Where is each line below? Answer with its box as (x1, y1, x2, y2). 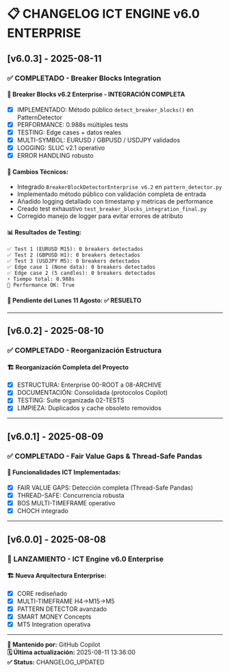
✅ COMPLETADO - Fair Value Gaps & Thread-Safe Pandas (7, 451, 203, 461)
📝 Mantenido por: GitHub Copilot (7, 640, 101, 649)
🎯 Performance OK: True (7, 282, 75, 289)
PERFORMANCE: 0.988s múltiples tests (16, 120, 129, 128)
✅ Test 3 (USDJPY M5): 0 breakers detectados (7, 258, 140, 265)
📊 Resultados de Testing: (7, 228, 82, 236)
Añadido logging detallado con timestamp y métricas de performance (16, 197, 214, 206)
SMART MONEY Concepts (16, 612, 92, 621)
